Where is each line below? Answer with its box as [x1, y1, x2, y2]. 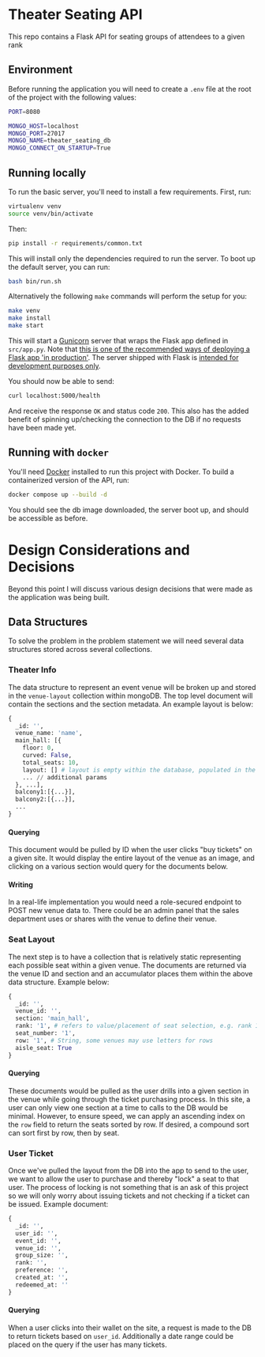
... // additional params [22, 773, 108, 781]
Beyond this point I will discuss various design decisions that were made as [8, 584, 253, 593]
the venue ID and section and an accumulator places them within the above [8, 968, 253, 978]
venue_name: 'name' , [15, 730, 83, 737]
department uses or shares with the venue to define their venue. [8, 914, 217, 923]
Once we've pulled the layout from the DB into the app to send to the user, [8, 1166, 249, 1175]
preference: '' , [15, 1266, 69, 1275]
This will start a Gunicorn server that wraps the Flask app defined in [8, 336, 229, 346]
